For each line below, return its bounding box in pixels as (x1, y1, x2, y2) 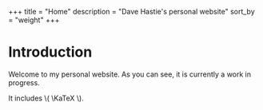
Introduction (8, 43, 93, 61)
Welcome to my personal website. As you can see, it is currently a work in (8, 69, 252, 79)
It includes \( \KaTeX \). (8, 93, 84, 103)
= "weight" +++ (8, 15, 60, 25)
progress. (8, 77, 40, 87)
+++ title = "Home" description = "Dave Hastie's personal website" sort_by (8, 7, 256, 16)
